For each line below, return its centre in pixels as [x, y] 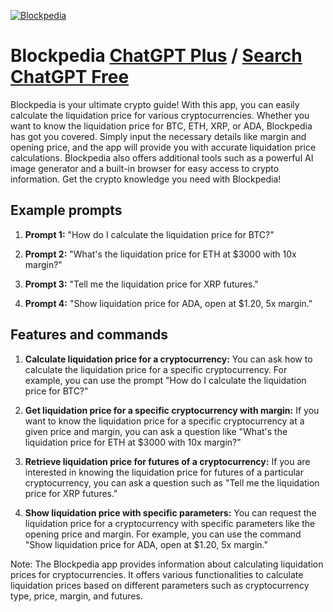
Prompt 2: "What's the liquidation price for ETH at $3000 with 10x [160, 254]
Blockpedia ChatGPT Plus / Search [156, 56]
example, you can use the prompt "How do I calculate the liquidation [165, 380]
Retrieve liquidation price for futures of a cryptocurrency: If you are [167, 461]
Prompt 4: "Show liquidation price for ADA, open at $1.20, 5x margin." [168, 303]
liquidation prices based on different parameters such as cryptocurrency [160, 585]
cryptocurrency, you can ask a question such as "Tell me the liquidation [172, 482]
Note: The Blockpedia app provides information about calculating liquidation [167, 564]
